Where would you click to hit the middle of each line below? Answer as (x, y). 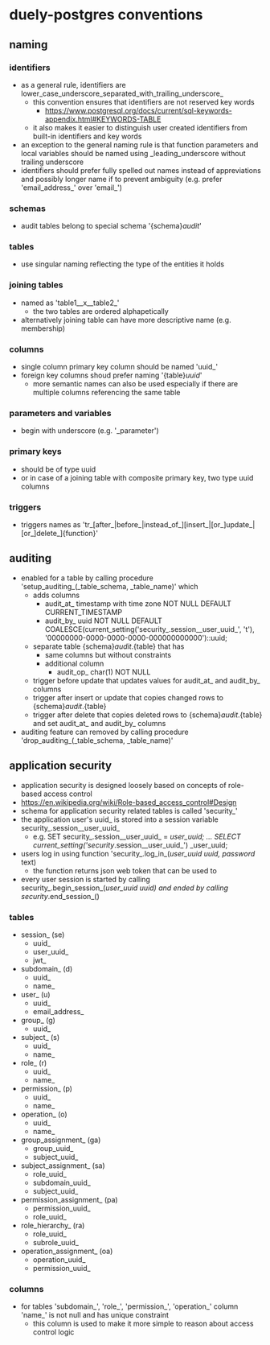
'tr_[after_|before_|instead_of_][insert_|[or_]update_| (169, 524)
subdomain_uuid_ (61, 1182)
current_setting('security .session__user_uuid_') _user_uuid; (130, 845)
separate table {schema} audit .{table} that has (108, 646)
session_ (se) (43, 934)
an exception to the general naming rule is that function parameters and (139, 144)
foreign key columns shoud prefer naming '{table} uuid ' (112, 375)
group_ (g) (38, 1020)
